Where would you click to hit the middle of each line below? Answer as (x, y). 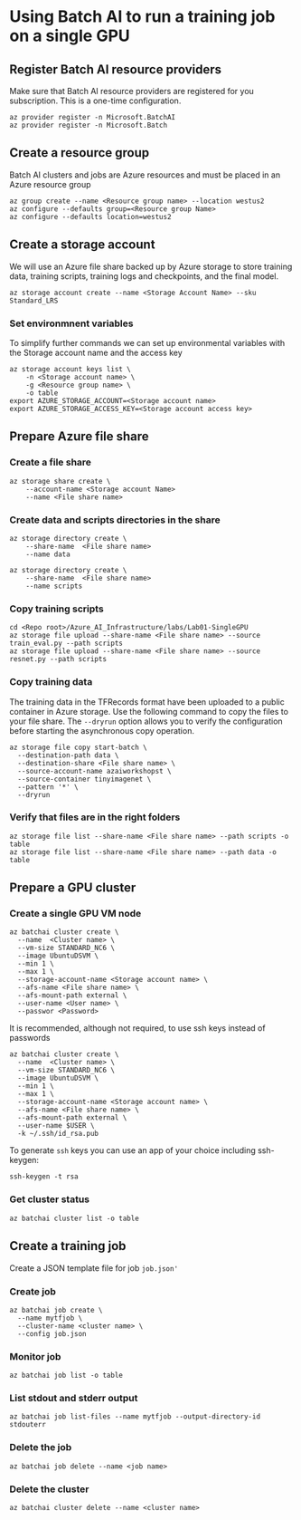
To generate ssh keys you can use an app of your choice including (132, 1150)
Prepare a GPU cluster (73, 888)
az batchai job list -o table (66, 1376)
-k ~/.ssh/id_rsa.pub (58, 1134)
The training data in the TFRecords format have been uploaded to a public (147, 702)
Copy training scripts (56, 609)
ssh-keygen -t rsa (44, 1177)
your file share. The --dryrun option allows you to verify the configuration (146, 721)
